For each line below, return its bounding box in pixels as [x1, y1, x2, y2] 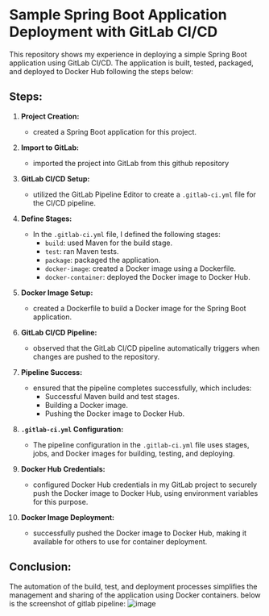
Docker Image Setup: [20, 288, 93, 298]
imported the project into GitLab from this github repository [32, 158, 230, 168]
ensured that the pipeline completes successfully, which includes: [32, 383, 252, 393]
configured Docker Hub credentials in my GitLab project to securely [32, 480, 257, 489]
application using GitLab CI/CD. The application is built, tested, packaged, [9, 58, 255, 68]
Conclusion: [9, 560, 72, 574]
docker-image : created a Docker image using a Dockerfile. [44, 264, 237, 273]
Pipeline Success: [20, 367, 83, 377]
